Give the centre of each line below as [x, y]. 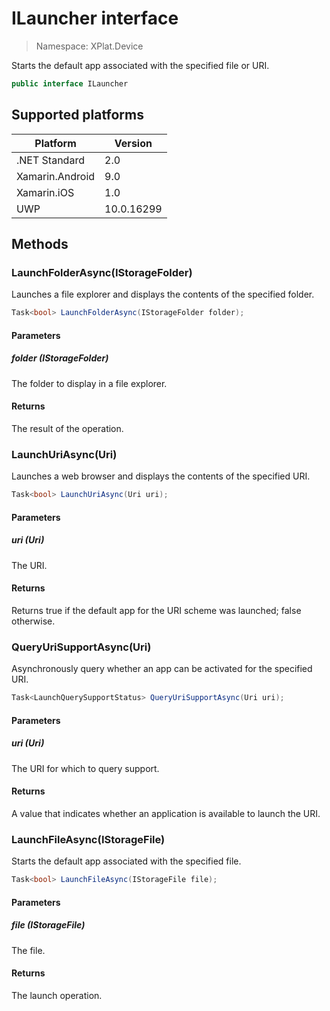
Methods [40, 244]
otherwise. [33, 621]
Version [133, 143]
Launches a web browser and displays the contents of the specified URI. [161, 476]
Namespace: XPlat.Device [89, 46]
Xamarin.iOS [45, 192]
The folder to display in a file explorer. [89, 383]
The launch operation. [57, 995]
